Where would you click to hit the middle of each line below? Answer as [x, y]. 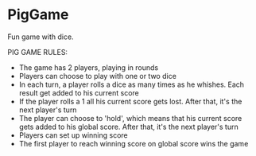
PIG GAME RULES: [38, 52]
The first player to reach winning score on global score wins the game [134, 143]
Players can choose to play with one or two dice [97, 76]
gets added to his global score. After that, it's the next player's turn [129, 127]
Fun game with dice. [41, 37]
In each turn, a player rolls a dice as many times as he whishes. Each [131, 84]
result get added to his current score [79, 92]
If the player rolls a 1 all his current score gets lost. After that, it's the [130, 101]
